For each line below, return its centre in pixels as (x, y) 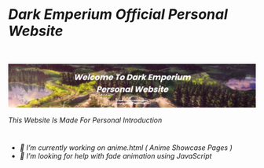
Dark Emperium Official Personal (118, 15)
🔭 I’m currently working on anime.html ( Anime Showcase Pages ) (126, 148)
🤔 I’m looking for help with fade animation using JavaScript (115, 155)
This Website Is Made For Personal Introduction (85, 120)
